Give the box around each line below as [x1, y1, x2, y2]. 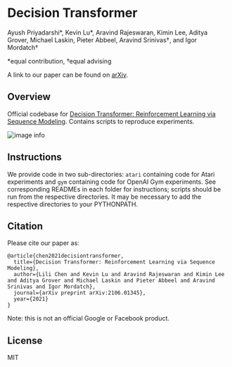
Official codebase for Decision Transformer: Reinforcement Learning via [7, 109, 216, 118]
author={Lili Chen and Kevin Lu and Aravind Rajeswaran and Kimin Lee [13, 271, 225, 278]
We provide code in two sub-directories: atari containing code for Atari [7, 170, 215, 178]
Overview [7, 91, 51, 103]
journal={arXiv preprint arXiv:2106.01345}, [13, 290, 146, 297]
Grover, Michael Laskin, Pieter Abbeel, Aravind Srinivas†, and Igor [7, 35, 198, 44]
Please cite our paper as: [7, 239, 79, 247]
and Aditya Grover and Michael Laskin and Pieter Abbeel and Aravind [7, 277, 216, 285]
